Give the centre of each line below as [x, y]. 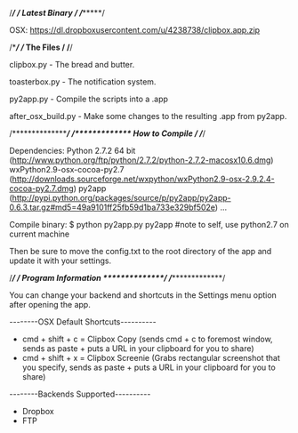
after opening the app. [50, 305]
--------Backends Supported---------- [80, 394]
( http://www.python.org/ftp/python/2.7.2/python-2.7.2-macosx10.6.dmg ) [141, 160]
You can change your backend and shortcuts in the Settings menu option [143, 295]
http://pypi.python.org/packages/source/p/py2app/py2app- [121, 198]
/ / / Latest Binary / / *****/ [57, 13]
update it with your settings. [60, 261]
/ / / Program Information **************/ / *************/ [117, 278]
